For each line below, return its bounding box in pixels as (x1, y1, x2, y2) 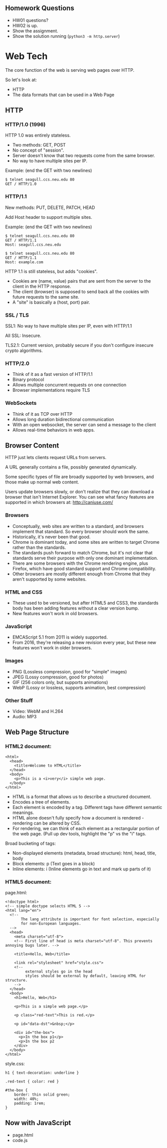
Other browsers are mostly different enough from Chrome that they (12, 571, 151, 577)
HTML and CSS (5, 588, 42, 595)
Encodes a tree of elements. (12, 799, 71, 805)
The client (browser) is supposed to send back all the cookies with (12, 289, 150, 295)
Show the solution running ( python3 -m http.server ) (12, 33, 120, 39)
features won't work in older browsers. (12, 645, 92, 651)
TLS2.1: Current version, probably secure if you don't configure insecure (5, 342, 154, 348)
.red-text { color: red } (5, 1079, 59, 1084)
